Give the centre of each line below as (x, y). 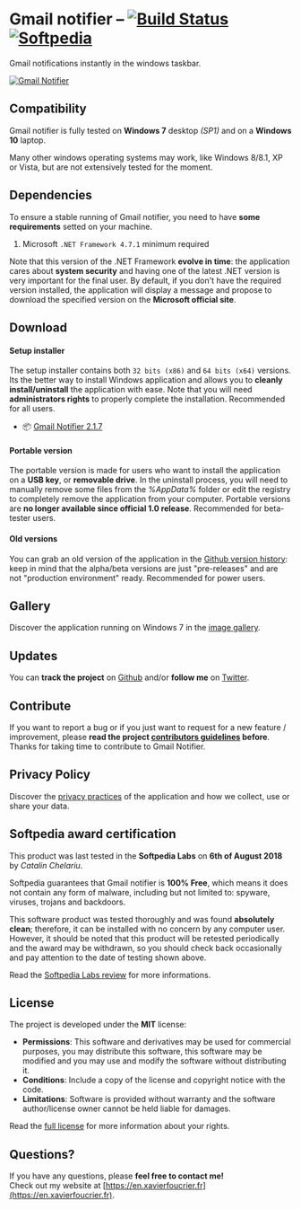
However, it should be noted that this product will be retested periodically (144, 938)
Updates (34, 656)
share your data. (39, 806)
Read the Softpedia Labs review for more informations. (110, 975)
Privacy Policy (50, 775)
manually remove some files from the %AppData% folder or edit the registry (150, 490)
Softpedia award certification (93, 834)
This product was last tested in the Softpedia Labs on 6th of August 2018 (146, 856)
